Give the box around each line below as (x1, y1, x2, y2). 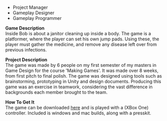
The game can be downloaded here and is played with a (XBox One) (5, 105, 149, 110)
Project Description (5, 57, 47, 63)
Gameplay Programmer (12, 15, 62, 21)
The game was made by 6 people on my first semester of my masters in (5, 62, 157, 68)
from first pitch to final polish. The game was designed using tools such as (5, 73, 162, 79)
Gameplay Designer (12, 10, 55, 16)
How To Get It (5, 99, 35, 105)
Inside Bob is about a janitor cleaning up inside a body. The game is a (5, 31, 151, 36)
